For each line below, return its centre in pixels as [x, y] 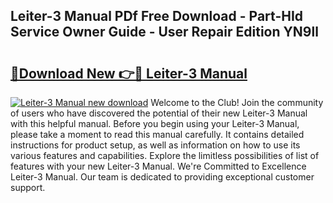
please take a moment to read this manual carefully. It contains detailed [157, 134]
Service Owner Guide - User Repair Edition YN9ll [164, 32]
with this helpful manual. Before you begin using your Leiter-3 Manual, [155, 123]
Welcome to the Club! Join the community [237, 102]
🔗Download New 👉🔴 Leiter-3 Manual [129, 73]
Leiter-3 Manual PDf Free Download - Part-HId [157, 16]
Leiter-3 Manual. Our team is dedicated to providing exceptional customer [162, 177]
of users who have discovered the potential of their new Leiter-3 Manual [159, 113]
